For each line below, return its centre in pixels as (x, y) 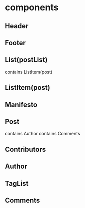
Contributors (26, 149)
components (32, 7)
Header (17, 26)
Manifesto (21, 105)
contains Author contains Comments (43, 134)
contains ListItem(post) (29, 72)
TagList (17, 184)
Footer (16, 42)
